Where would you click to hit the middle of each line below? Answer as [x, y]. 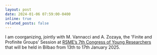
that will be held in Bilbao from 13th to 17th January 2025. [63, 47]
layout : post [18, 9]
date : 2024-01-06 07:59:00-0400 [38, 14]
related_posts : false [27, 23]
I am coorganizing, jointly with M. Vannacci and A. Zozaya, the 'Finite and [78, 37]
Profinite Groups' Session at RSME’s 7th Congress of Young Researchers [78, 42]
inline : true [18, 18]
